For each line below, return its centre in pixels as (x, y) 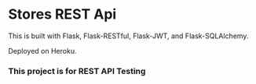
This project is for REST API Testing (77, 71)
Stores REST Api (62, 14)
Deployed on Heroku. (42, 51)
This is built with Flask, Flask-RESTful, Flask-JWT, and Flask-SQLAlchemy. (128, 36)
